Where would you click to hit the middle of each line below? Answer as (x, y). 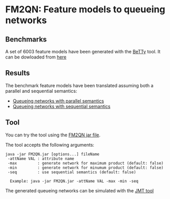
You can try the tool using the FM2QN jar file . (53, 135)
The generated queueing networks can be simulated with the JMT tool (80, 190)
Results (18, 73)
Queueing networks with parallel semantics (58, 101)
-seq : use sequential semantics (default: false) (72, 172)
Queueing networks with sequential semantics (61, 106)
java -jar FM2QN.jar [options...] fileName (52, 154)
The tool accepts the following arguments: (50, 145)
